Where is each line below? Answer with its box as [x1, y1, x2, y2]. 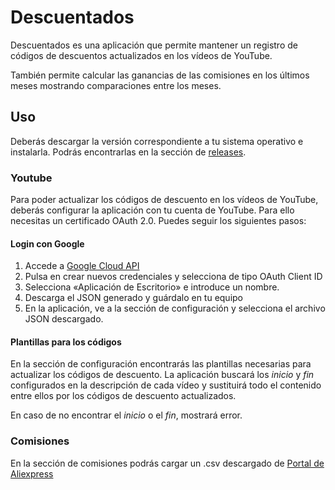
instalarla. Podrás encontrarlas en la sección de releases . [10, 146, 247, 158]
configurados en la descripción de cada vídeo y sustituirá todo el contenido [10, 379, 322, 391]
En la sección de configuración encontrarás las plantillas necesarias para [10, 358, 312, 370]
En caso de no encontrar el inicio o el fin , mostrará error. [10, 409, 243, 421]
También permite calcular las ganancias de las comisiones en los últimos [10, 69, 310, 81]
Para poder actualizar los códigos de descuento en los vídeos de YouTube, [10, 194, 319, 206]
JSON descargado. [24, 313, 104, 325]
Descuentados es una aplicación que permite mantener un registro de [10, 39, 298, 51]
